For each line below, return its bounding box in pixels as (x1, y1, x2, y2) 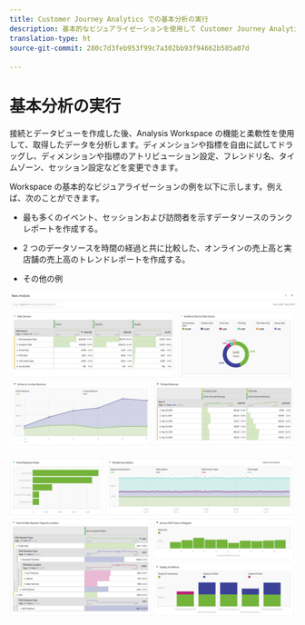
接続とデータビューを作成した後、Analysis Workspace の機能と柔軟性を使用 (9, 128, 295, 139)
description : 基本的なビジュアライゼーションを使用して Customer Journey (9, 24, 266, 34)
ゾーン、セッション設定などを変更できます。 (16, 162, 183, 173)
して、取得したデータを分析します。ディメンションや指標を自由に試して (9, 139, 279, 150)
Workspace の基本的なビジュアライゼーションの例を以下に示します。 (9, 182, 268, 193)
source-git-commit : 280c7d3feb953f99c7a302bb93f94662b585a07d (9, 44, 250, 53)
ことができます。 (40, 193, 104, 203)
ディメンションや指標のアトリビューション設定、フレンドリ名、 (40, 151, 280, 162)
